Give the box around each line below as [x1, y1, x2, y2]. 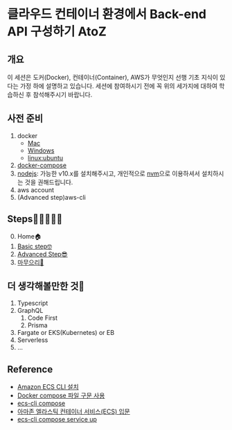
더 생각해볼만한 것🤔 [7, 280, 85, 292]
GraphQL [17, 307, 44, 315]
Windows [27, 146, 55, 155]
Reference [7, 363, 53, 375]
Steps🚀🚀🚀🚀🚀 [7, 213, 63, 225]
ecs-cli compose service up [17, 415, 97, 424]
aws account [17, 185, 54, 194]
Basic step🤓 [17, 242, 53, 250]
